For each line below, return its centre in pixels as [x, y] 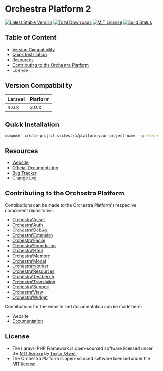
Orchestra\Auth [27, 225]
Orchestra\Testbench [33, 276]
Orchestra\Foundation [34, 245]
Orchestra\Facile [29, 240]
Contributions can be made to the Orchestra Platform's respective [71, 205]
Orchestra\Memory [31, 256]
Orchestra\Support [31, 287]
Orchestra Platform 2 [48, 9]
